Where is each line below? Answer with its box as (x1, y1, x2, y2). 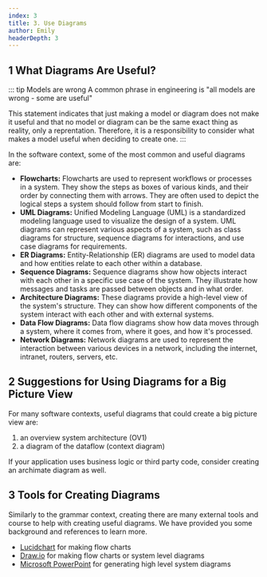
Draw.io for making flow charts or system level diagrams (19, 551, 205, 560)
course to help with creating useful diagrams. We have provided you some (8, 518, 253, 527)
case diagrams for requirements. (19, 241, 128, 252)
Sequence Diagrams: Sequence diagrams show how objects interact (19, 267, 247, 277)
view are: (8, 417, 38, 427)
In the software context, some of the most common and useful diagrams (8, 149, 245, 160)
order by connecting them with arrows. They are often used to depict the (19, 191, 259, 201)
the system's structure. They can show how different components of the (19, 301, 257, 311)
